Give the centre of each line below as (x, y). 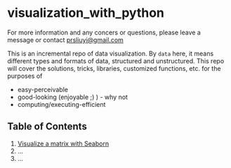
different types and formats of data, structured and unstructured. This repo (116, 60)
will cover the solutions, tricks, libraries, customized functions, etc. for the (114, 68)
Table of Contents (47, 127)
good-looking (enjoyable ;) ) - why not (73, 97)
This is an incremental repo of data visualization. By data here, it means (111, 53)
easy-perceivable (43, 89)
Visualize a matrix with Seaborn (63, 143)
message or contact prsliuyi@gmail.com (66, 39)
